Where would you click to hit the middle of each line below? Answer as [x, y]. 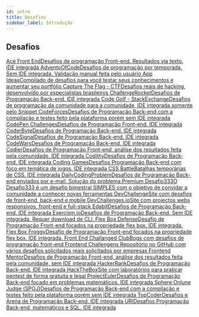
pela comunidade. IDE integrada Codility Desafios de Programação [87, 156]
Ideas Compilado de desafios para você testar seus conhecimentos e [90, 80]
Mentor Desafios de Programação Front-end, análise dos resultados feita [94, 257]
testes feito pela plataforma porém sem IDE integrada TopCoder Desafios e [97, 295]
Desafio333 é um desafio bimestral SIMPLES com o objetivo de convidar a [97, 187]
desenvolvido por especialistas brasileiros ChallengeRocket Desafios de [93, 93]
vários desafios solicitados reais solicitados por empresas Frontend [88, 251]
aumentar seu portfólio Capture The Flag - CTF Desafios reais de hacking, [96, 86]
